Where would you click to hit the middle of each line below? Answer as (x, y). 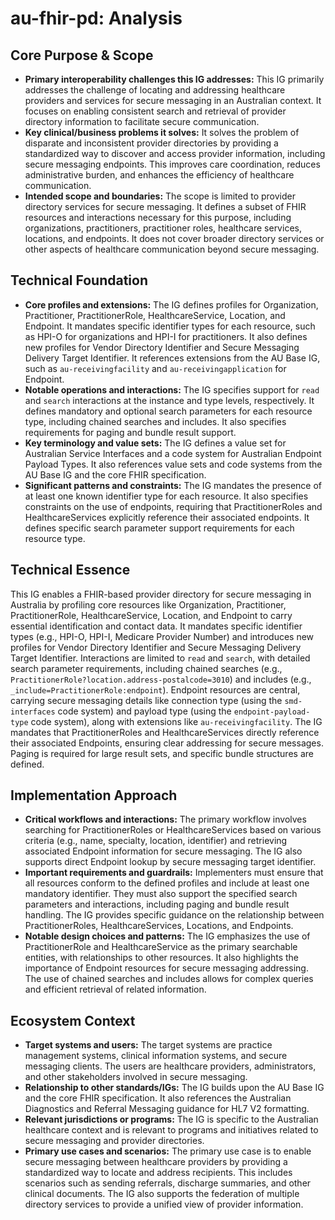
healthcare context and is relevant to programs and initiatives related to (171, 1130)
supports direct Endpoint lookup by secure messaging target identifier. (170, 862)
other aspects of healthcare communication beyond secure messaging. (172, 249)
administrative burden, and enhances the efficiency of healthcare (159, 175)
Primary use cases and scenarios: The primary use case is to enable (168, 1151)
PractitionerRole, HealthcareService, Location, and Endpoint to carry (151, 615)
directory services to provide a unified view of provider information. (164, 1204)
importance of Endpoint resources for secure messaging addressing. (166, 968)
